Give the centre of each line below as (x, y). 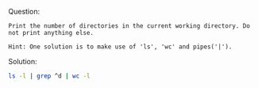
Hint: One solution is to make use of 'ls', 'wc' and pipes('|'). (120, 47)
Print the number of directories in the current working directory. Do (129, 26)
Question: (24, 11)
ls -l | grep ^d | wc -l (49, 76)
